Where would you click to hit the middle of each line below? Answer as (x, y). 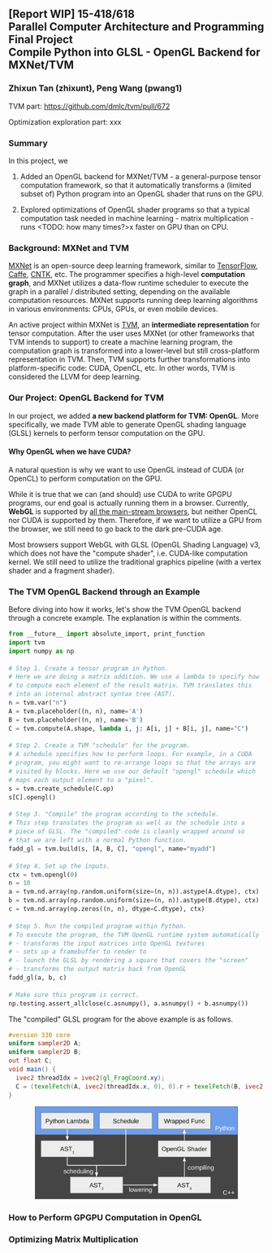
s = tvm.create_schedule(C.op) (61, 789)
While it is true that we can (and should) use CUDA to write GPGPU (121, 494)
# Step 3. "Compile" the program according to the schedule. (114, 815)
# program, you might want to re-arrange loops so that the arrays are (132, 763)
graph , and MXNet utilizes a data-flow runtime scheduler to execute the (129, 283)
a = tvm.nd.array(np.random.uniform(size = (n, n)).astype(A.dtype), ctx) (134, 892)
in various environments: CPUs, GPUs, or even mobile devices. (113, 309)
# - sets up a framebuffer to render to (78, 952)
